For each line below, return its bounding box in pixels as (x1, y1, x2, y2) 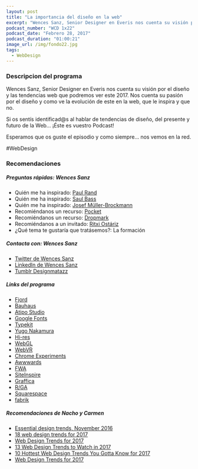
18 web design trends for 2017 (14, 431, 88, 438)
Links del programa (6, 281, 55, 288)
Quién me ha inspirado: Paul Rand (14, 189, 97, 196)
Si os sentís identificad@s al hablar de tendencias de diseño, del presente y (6, 116, 190, 123)
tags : (6, 47, 19, 53)
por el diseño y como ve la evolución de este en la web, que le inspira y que (6, 98, 190, 105)
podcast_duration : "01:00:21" (6, 36, 81, 42)
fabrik (14, 396, 29, 403)
